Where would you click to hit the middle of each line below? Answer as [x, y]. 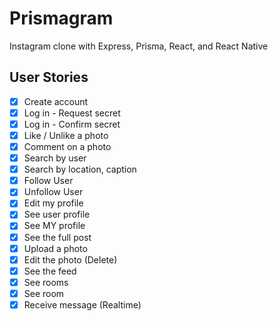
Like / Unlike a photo [66, 135]
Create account [56, 101]
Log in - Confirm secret [72, 124]
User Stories [49, 77]
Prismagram [61, 18]
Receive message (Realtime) [82, 304]
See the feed [50, 271]
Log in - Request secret [72, 113]
